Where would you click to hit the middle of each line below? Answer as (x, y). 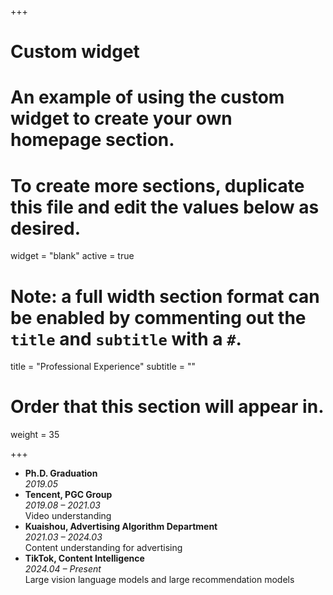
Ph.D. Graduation (61, 473)
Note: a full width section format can (165, 296)
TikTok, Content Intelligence (84, 558)
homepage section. (92, 140)
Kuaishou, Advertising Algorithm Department (121, 527)
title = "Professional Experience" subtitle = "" (103, 367)
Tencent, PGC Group (68, 495)
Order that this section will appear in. (167, 407)
